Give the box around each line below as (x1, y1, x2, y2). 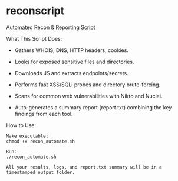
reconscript (6, 4, 65, 18)
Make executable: (6, 133, 49, 139)
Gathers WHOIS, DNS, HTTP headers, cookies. (14, 46, 128, 54)
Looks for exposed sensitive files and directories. (14, 58, 134, 65)
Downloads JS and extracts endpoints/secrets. (14, 69, 128, 76)
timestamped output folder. (6, 169, 75, 175)
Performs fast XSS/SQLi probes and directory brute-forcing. (14, 81, 161, 88)
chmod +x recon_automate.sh (6, 138, 75, 144)
